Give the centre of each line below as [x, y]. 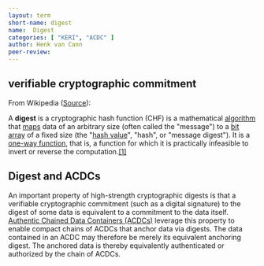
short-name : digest [40, 23]
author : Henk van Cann [45, 45]
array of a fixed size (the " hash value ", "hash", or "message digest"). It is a [129, 135]
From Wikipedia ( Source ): [50, 102]
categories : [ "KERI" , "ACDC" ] [61, 37]
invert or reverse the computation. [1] [67, 151]
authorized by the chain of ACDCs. [64, 253]
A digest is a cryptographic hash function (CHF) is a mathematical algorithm [132, 118]
